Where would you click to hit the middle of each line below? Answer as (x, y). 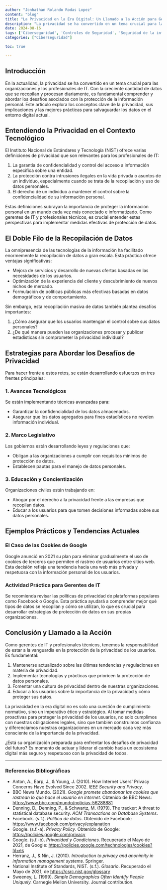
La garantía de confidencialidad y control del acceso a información (81, 165)
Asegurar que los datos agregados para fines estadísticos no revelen (83, 417)
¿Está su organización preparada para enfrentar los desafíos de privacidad (82, 742)
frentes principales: (25, 378)
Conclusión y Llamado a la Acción (58, 633)
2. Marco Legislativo (30, 435)
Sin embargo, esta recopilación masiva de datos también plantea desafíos (81, 306)
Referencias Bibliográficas (38, 770)
